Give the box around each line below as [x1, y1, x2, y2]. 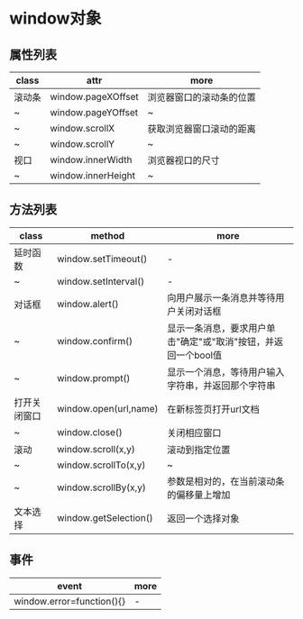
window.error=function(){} [14, 595, 126, 607]
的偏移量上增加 [166, 488, 231, 501]
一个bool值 [175, 349, 223, 361]
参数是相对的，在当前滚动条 [166, 475, 285, 487]
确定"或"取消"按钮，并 [179, 335, 275, 348]
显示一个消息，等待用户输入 [166, 366, 285, 378]
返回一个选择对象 [166, 512, 240, 524]
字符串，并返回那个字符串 [166, 379, 276, 392]
